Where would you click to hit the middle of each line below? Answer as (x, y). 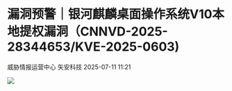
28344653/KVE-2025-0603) (93, 47)
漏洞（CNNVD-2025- (106, 32)
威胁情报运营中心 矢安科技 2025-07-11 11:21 (69, 67)
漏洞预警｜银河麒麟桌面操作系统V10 (110, 14)
